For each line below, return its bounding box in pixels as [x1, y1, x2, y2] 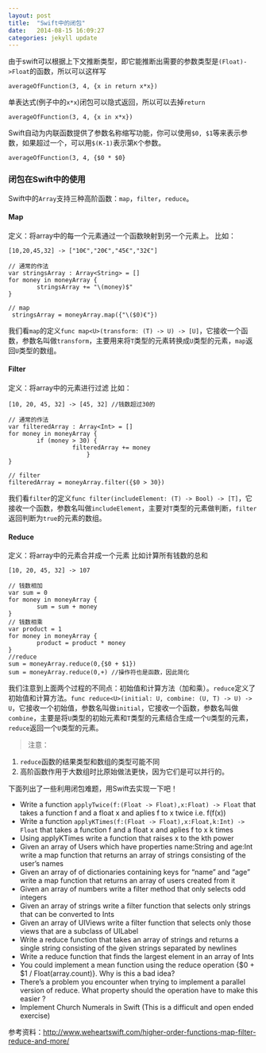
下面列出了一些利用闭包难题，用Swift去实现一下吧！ [8, 784, 179, 794]
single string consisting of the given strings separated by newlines [19, 943, 237, 953]
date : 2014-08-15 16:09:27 [8, 26, 105, 34]
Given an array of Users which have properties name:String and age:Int [19, 842, 253, 852]
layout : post [8, 11, 52, 20]
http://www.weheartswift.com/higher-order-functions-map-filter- [43, 1028, 256, 1037]
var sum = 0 [8, 589, 48, 597]
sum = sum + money [37, 603, 98, 611]
